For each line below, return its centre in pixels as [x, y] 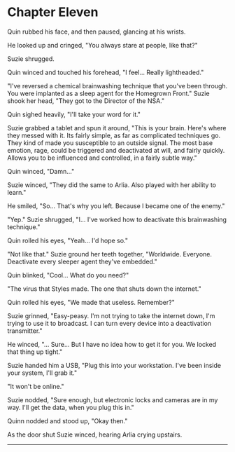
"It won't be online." [36, 386]
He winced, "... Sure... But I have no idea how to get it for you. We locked [112, 344]
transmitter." [25, 331]
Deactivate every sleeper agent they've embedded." [82, 261]
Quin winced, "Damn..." [41, 171]
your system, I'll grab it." [42, 373]
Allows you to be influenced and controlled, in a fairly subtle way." [102, 158]
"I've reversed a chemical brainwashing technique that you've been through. [117, 85]
